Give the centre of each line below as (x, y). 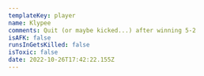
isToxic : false (33, 52)
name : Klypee (30, 23)
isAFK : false (30, 38)
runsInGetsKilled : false (49, 45)
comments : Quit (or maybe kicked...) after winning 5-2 (102, 30)
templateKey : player (42, 15)
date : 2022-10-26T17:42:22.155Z (61, 60)
